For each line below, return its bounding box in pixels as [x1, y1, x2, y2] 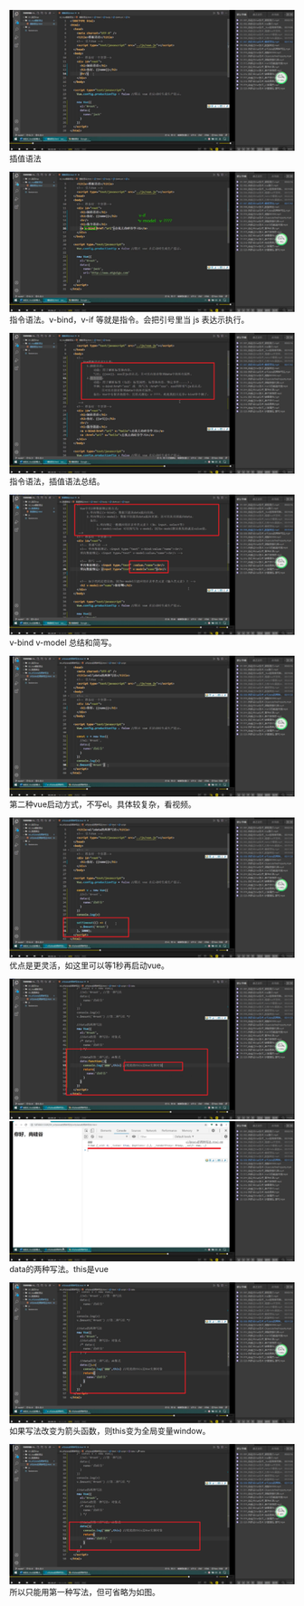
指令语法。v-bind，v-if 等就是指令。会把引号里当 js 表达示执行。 [9, 314, 250, 326]
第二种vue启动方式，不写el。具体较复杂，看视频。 [9, 798, 196, 810]
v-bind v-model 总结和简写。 [9, 637, 117, 648]
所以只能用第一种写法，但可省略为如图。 [9, 1587, 160, 1598]
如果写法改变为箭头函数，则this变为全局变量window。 [9, 1425, 211, 1436]
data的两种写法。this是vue [9, 1264, 109, 1275]
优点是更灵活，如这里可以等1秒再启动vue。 [9, 960, 170, 971]
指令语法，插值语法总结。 [9, 476, 105, 487]
